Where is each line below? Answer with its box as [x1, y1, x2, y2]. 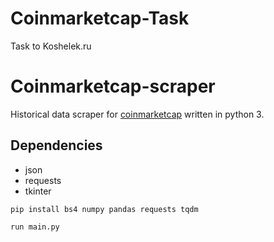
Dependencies [10, 137, 103, 154]
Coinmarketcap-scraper [10, 75, 216, 98]
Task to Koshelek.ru [10, 40, 92, 52]
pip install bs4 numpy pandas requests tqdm [10, 204, 199, 214]
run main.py [10, 222, 60, 232]
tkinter [24, 185, 52, 197]
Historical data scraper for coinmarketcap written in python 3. [10, 108, 265, 120]
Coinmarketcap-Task [10, 7, 190, 30]
